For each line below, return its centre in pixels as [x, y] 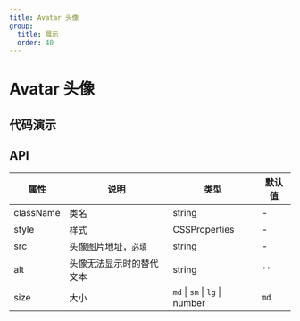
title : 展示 [38, 34]
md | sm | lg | [197, 292]
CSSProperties [204, 229]
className [37, 212]
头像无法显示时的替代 [114, 263]
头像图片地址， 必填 [108, 246]
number [189, 302]
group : [21, 26]
